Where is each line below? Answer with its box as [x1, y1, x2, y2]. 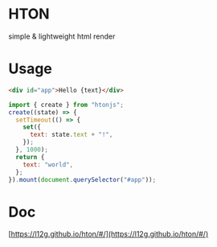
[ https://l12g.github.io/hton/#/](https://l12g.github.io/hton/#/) [8, 229, 209, 239]
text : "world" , [23, 160, 74, 169]
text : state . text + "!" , [29, 130, 113, 139]
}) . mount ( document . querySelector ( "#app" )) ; [8, 175, 157, 183]
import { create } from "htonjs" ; [8, 101, 125, 109]
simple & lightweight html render [8, 31, 116, 41]
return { [15, 153, 45, 161]
